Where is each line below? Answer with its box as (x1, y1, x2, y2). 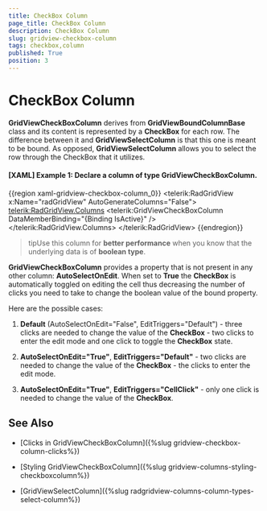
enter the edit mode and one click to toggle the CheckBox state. (19, 336, 233, 346)
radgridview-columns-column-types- (129, 486, 255, 496)
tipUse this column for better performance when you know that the (27, 238, 253, 248)
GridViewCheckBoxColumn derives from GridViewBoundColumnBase (8, 117, 245, 127)
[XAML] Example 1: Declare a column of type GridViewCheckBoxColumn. (8, 171, 257, 180)
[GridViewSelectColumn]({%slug (19, 486, 129, 496)
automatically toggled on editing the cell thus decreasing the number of (8, 279, 245, 290)
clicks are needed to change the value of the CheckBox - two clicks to (19, 328, 254, 338)
